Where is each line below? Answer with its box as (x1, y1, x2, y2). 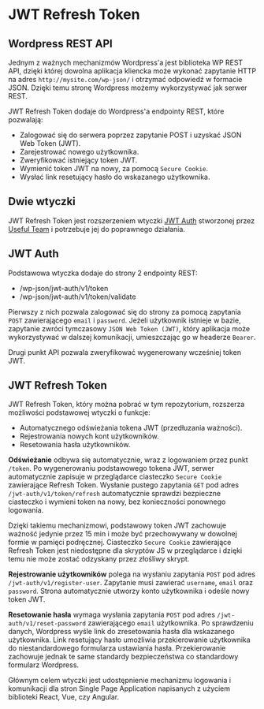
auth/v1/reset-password (8, 620, 87, 628)
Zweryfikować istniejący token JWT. (19, 155, 138, 165)
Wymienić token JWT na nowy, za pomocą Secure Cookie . (19, 164, 209, 173)
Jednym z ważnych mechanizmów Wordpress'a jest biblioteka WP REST (8, 58, 244, 67)
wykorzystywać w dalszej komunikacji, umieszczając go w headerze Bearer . (8, 332, 256, 341)
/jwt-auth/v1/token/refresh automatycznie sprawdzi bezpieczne (8, 489, 221, 498)
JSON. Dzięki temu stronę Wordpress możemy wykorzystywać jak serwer (8, 83, 247, 92)
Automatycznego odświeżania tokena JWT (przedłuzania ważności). (19, 424, 243, 433)
